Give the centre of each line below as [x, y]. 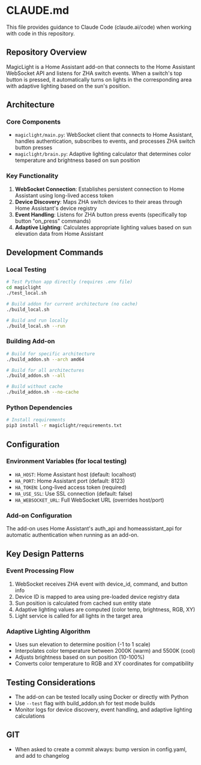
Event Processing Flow [40, 571]
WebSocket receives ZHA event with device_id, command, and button [101, 584]
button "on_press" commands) [53, 221]
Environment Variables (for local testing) [67, 461]
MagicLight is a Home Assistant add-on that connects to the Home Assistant [100, 67]
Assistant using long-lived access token [64, 195]
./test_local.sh [26, 293]
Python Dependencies [40, 407]
